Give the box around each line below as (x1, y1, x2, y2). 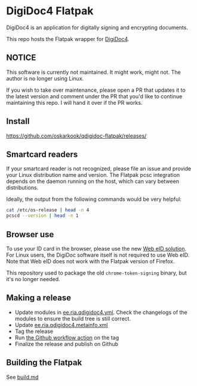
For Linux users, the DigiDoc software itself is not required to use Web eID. (6, 251, 190, 259)
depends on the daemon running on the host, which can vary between (6, 178, 179, 185)
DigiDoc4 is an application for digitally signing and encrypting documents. (6, 24, 188, 31)
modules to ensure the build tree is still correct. (14, 315, 131, 322)
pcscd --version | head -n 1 (6, 213, 79, 219)
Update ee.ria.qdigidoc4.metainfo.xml (14, 321, 108, 328)
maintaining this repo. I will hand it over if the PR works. (6, 99, 143, 106)
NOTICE (6, 52, 36, 63)
